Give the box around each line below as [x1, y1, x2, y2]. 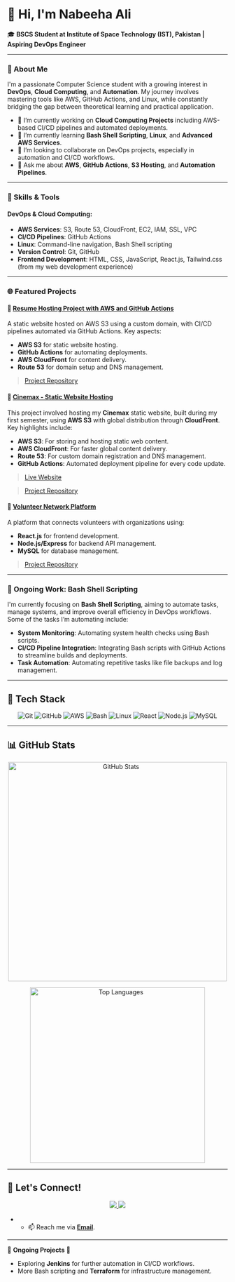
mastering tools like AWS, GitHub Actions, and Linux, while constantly [7, 95, 208, 104]
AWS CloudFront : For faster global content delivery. [17, 444, 168, 453]
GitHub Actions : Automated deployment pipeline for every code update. [17, 459, 226, 467]
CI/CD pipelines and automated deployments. [37, 123, 169, 132]
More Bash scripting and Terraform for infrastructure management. [17, 1267, 212, 1275]
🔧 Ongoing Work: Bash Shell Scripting [7, 584, 138, 594]
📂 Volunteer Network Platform [7, 502, 97, 511]
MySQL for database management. [17, 547, 120, 555]
